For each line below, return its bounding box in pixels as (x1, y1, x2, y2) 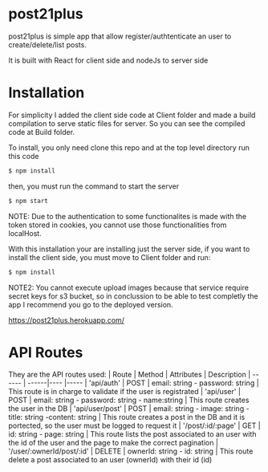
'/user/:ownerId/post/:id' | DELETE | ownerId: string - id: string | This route (8, 446, 254, 456)
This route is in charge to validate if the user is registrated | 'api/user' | (8, 387, 241, 397)
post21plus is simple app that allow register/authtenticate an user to (8, 31, 232, 41)
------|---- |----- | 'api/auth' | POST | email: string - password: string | (27, 378, 259, 388)
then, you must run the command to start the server (8, 181, 179, 191)
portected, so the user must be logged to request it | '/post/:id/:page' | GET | (8, 421, 261, 430)
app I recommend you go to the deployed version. (8, 299, 174, 309)
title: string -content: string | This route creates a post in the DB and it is (8, 413, 246, 422)
